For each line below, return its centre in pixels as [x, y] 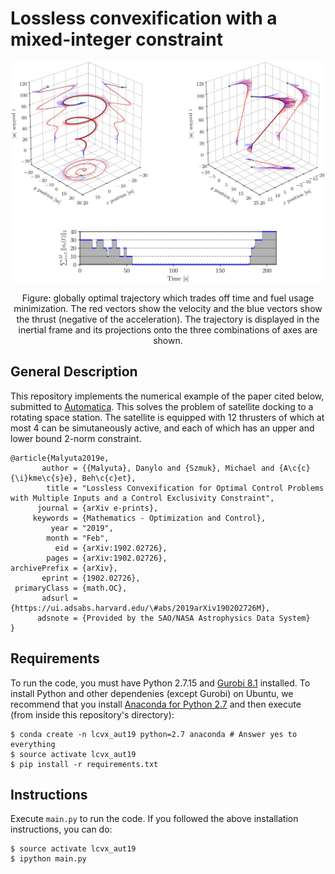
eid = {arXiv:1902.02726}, [111, 548]
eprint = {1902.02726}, [91, 578]
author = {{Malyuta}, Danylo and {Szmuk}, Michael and [158, 468]
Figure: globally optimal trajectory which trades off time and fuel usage [168, 298]
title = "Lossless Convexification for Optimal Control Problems [185, 488]
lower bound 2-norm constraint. [76, 438]
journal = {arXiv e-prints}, [97, 508]
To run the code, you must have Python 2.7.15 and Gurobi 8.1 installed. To [160, 683]
